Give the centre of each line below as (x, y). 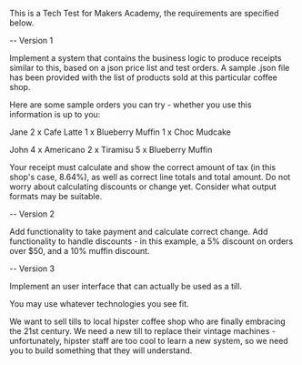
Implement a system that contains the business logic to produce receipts (146, 58)
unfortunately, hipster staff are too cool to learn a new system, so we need (149, 341)
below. (22, 23)
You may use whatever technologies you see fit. (99, 304)
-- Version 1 (31, 41)
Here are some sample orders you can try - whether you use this (131, 105)
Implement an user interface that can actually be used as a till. (126, 286)
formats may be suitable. (56, 196)
